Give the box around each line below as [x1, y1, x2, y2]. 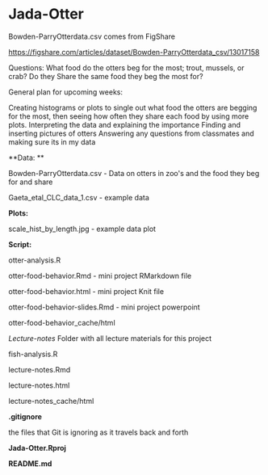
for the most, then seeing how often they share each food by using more [8, 111, 249, 121]
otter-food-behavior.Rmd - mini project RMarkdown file [8, 271, 192, 280]
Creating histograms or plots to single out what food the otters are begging [8, 103, 258, 112]
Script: [8, 239, 32, 249]
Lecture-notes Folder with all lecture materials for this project [8, 333, 212, 343]
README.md [8, 458, 52, 469]
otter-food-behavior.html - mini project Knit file [8, 286, 164, 296]
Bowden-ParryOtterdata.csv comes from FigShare [8, 32, 176, 41]
